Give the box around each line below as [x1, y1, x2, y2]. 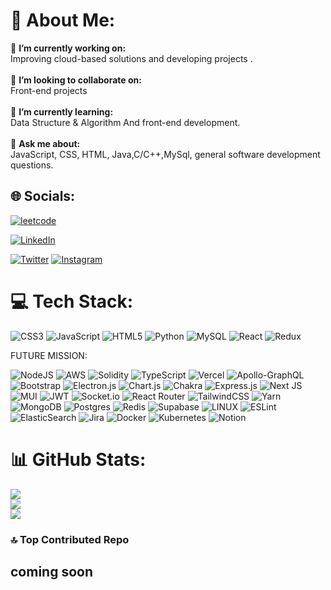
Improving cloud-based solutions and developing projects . [10, 52, 253, 64]
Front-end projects [10, 84, 88, 96]
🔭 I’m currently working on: [10, 42, 127, 54]
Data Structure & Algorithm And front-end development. [10, 116, 241, 128]
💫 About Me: [10, 9, 116, 32]
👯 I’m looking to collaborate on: [10, 74, 142, 86]
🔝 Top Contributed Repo [10, 532, 130, 546]
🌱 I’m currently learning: [10, 105, 114, 118]
